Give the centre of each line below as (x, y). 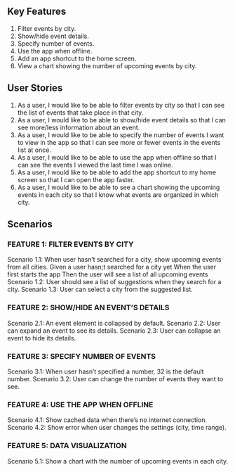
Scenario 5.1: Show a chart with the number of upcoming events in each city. (118, 461)
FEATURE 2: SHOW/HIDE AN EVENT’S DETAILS (88, 307)
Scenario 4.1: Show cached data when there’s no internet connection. (107, 420)
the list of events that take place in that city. (80, 113)
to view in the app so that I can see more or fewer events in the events (119, 142)
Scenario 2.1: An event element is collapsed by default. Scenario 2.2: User (114, 323)
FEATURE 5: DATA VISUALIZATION (67, 446)
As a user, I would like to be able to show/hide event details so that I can (122, 120)
